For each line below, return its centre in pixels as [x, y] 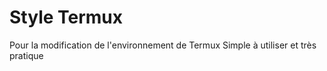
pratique [26, 55]
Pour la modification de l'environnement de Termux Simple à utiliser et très [163, 45]
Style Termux [66, 17]
